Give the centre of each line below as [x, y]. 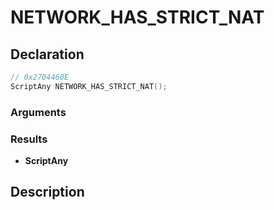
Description [47, 192]
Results [29, 139]
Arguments [38, 112]
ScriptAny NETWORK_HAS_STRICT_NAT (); [89, 86]
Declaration [47, 54]
